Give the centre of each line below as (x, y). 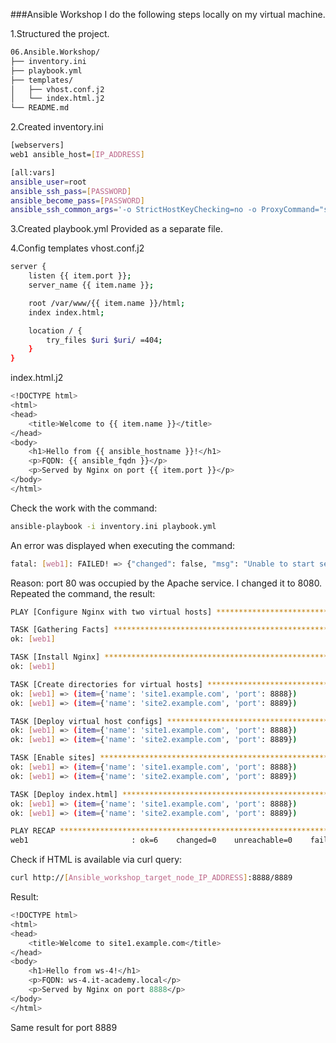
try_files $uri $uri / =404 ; (104, 340)
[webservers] (37, 145)
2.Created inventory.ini (57, 127)
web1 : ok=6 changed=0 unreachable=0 (151, 840)
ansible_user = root (48, 182)
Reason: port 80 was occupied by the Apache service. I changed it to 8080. (166, 583)
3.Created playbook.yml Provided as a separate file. (116, 229)
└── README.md (40, 108)
